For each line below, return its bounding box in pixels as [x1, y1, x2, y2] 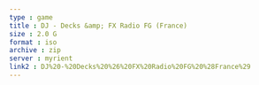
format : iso [9, 37, 57, 47]
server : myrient [9, 54, 73, 63]
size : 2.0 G [9, 29, 57, 38]
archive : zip [9, 46, 62, 55]
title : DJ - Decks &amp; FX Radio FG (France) [9, 21, 188, 30]
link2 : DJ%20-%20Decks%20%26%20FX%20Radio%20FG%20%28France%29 [9, 63, 251, 72]
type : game [9, 12, 53, 22]
